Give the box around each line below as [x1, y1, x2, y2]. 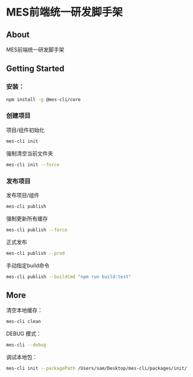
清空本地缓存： [6, 307, 43, 314]
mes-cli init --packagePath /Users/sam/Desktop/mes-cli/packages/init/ [6, 365, 187, 371]
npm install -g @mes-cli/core [6, 96, 81, 102]
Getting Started [6, 64, 65, 74]
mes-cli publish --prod [6, 250, 65, 256]
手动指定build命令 [6, 261, 50, 269]
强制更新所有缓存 [6, 215, 48, 222]
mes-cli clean [6, 319, 42, 325]
